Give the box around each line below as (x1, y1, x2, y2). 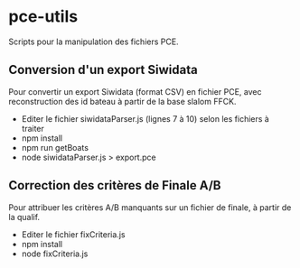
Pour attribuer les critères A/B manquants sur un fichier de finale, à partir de (8, 201, 292, 213)
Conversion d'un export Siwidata (8, 62, 198, 78)
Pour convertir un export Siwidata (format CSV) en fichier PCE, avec (8, 86, 262, 97)
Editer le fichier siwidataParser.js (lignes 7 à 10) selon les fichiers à (21, 113, 270, 124)
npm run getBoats (21, 142, 89, 152)
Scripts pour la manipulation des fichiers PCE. (8, 36, 179, 47)
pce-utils (8, 6, 79, 27)
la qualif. (8, 211, 41, 222)
